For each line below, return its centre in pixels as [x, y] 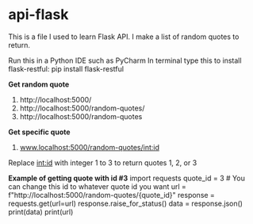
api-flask [38, 15]
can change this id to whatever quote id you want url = [97, 186]
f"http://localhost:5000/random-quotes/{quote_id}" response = [112, 195]
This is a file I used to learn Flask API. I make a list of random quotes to [124, 37]
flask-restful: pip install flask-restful [66, 68]
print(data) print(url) [41, 211]
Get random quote [39, 84]
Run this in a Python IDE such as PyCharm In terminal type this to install [125, 60]
